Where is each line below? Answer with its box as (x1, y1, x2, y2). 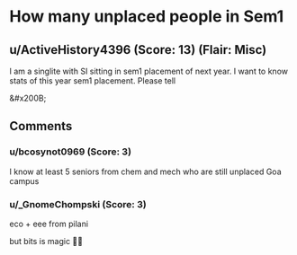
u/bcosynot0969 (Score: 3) (9, 145, 132, 158)
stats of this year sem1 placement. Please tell (9, 75, 176, 86)
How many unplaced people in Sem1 (9, 6, 284, 27)
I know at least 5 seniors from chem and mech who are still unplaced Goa (9, 166, 282, 177)
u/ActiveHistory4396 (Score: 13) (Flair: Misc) (9, 42, 267, 57)
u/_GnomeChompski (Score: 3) (9, 198, 147, 210)
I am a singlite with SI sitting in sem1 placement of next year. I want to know (9, 66, 288, 76)
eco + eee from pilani (9, 218, 88, 229)
